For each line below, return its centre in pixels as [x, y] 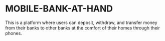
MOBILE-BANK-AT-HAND [59, 9]
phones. [14, 33]
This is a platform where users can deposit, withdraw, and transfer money [81, 22]
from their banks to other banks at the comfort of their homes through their [83, 27]
